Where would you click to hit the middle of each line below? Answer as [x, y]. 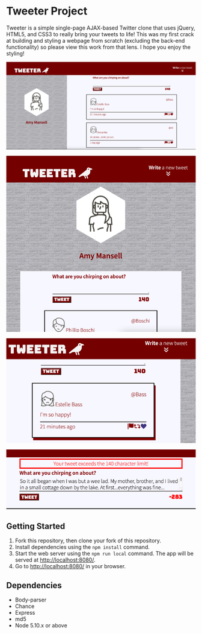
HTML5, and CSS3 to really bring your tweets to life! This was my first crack [100, 34]
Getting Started [36, 526]
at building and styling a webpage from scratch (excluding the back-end [96, 40]
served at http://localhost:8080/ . [55, 560]
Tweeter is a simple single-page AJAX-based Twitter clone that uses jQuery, [101, 28]
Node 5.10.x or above [41, 625]
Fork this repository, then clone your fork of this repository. [88, 540]
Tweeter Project [47, 11]
